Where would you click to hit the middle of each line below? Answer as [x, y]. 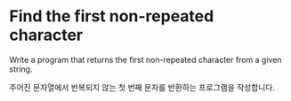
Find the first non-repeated [112, 16]
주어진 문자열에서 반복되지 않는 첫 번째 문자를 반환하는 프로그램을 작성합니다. [142, 87]
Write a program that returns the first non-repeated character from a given [145, 59]
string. [21, 69]
